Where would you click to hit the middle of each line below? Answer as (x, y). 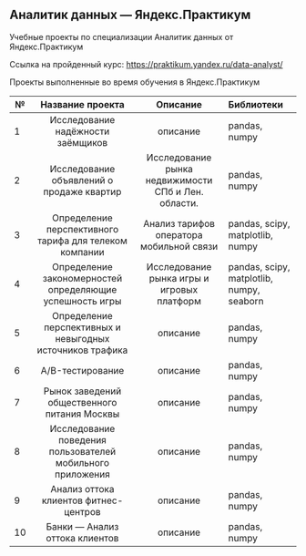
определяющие (82, 289)
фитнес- (104, 500)
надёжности (82, 131)
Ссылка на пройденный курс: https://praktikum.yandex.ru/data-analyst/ (147, 64)
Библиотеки (256, 104)
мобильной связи (179, 246)
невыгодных (82, 338)
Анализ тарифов (179, 223)
